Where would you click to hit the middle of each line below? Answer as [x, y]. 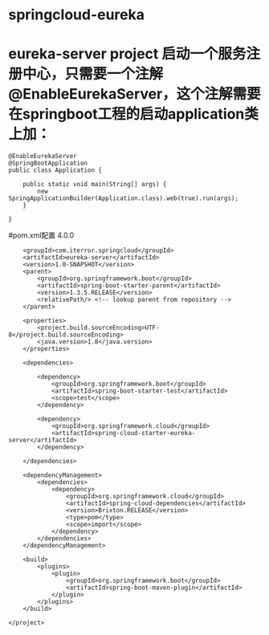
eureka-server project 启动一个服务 [127, 54]
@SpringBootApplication [48, 163]
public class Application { [55, 170]
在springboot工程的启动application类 [133, 114]
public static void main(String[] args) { [95, 185]
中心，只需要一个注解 [93, 74]
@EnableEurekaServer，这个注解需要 [134, 94]
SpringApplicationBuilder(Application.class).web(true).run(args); [124, 198]
